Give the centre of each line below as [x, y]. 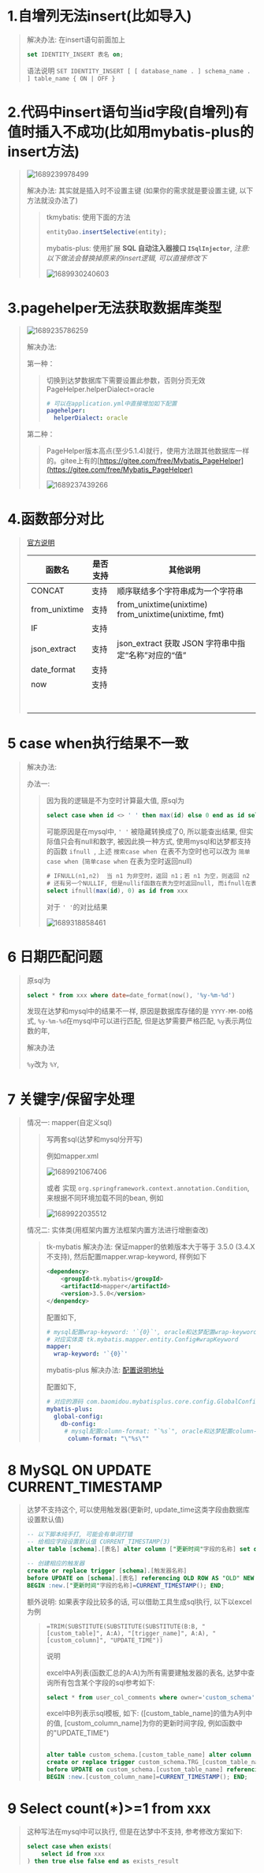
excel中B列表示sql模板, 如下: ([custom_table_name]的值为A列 [146, 1714]
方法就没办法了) [52, 200]
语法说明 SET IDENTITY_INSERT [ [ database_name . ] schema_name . [139, 70]
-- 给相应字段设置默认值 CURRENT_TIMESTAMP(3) [99, 1542]
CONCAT [47, 591]
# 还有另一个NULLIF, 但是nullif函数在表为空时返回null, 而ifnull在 [149, 883]
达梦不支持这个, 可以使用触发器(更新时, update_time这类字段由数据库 [138, 1510]
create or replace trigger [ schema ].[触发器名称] [107, 1571]
